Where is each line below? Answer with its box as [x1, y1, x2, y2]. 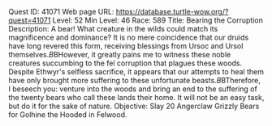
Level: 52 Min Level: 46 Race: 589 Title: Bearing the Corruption [52, 15, 264, 25]
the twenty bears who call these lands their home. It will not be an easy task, [8, 93, 265, 102]
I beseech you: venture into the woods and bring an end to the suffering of [8, 84, 257, 94]
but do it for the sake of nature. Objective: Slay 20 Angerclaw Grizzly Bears [8, 101, 260, 111]
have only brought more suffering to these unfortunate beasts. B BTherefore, [8, 76, 261, 85]
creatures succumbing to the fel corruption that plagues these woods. [8, 58, 243, 68]
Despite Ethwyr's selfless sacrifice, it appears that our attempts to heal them [8, 67, 264, 76]
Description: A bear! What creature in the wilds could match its [8, 24, 218, 33]
